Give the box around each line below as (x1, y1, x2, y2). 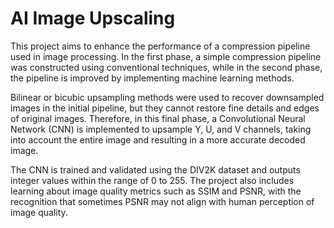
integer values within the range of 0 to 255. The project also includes (10, 174, 295, 186)
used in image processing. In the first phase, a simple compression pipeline (10, 50, 322, 62)
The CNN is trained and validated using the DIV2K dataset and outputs (10, 163, 301, 176)
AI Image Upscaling (10, 7, 176, 30)
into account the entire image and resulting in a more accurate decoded (10, 133, 306, 146)
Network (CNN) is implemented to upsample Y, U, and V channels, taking (10, 123, 312, 135)
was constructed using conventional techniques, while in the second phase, (10, 61, 323, 73)
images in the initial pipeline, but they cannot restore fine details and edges (10, 102, 320, 114)
